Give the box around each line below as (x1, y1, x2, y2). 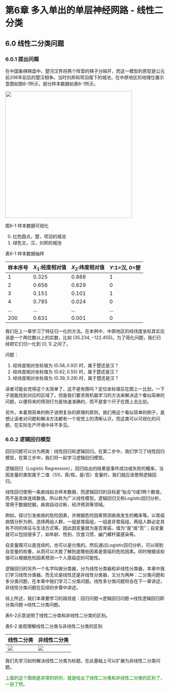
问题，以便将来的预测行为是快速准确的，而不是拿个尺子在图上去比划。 (5, 398, 152, 405)
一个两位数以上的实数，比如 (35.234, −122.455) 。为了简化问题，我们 (14, 335, 157, 341)
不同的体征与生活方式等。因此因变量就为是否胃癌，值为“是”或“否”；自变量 (9, 525, 164, 531)
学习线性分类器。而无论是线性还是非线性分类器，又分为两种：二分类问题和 (9, 572, 165, 578)
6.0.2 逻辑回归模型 (5, 435, 51, 443)
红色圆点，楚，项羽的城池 (12, 233, 66, 239)
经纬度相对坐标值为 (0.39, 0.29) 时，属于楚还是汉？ (12, 375, 119, 381)
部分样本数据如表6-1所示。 (42, 81, 99, 87)
